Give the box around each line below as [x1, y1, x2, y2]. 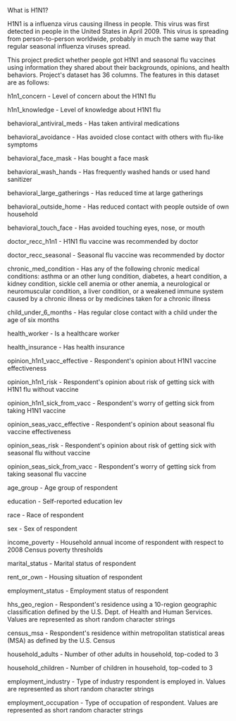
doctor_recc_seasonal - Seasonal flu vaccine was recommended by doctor [7, 251, 225, 259]
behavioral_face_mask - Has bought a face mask [7, 154, 149, 162]
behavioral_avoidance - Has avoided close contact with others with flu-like [7, 133, 224, 141]
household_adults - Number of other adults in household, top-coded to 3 [7, 650, 218, 658]
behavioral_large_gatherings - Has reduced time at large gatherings [7, 189, 204, 197]
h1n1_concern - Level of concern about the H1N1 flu [7, 92, 156, 100]
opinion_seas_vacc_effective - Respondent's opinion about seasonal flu [7, 420, 215, 429]
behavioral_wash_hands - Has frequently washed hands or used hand [7, 168, 210, 175]
